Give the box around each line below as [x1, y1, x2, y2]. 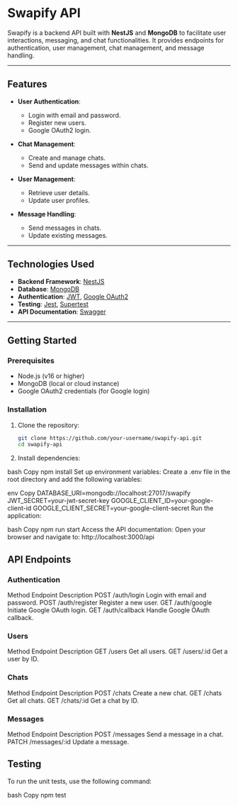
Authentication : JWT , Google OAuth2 [17, 292, 129, 301]
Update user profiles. [28, 196, 91, 204]
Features [7, 78, 47, 90]
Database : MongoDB [17, 285, 80, 293]
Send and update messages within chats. [28, 161, 149, 170]
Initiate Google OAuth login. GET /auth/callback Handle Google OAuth [7, 605, 210, 614]
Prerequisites [7, 355, 55, 365]
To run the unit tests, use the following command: [7, 777, 152, 785]
